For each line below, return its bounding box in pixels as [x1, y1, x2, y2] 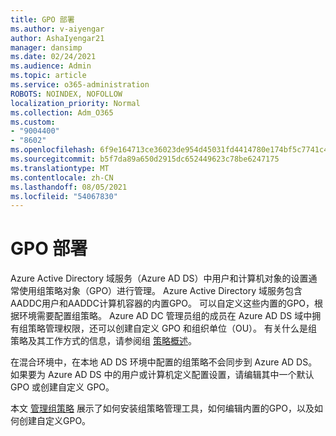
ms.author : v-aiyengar [10, 24, 105, 34]
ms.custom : [10, 117, 56, 127]
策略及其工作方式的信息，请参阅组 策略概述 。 [10, 335, 197, 347]
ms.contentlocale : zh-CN [10, 172, 114, 183]
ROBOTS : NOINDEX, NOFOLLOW [10, 89, 123, 99]
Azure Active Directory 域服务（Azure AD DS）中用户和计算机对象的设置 [10, 272, 309, 285]
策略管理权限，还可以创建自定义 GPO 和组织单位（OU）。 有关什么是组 [27, 322, 318, 335]
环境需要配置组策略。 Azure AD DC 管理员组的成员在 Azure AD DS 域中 [18, 310, 313, 322]
